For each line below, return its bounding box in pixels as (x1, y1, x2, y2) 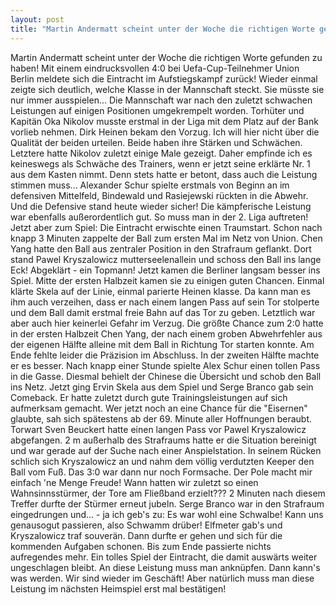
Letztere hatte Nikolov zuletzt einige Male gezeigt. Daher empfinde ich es (10, 147, 313, 159)
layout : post (10, 14, 65, 25)
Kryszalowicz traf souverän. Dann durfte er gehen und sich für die (10, 529, 283, 541)
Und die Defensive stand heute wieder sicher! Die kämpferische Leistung (10, 200, 312, 212)
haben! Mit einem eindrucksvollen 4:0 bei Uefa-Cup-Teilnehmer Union (10, 62, 300, 74)
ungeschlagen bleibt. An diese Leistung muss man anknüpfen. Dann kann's (10, 561, 321, 573)
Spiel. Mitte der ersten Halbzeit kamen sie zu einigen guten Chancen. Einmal (10, 274, 325, 286)
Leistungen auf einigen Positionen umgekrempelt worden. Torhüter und (10, 104, 305, 116)
